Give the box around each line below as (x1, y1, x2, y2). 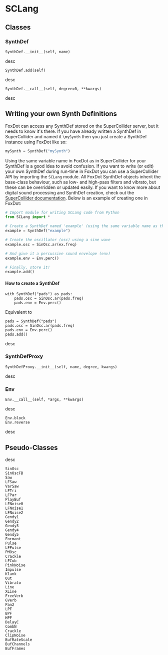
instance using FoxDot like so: (5, 139, 67, 145)
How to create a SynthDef (5, 280, 60, 286)
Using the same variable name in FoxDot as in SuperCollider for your (5, 157, 146, 163)
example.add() (5, 269, 35, 275)
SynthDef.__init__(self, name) (5, 49, 70, 54)
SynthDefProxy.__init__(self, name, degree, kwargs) (5, 364, 117, 369)
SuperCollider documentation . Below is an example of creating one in (5, 195, 148, 201)
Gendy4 (5, 527, 19, 533)
